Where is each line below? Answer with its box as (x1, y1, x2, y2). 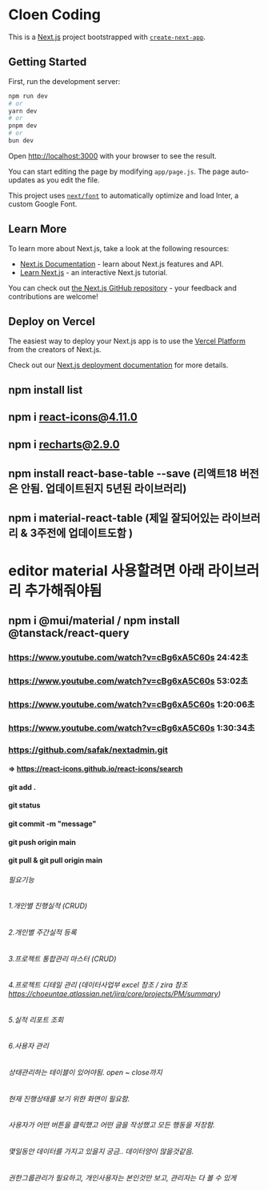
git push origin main (8, 837, 76, 847)
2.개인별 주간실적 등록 (8, 928, 78, 937)
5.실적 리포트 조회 (8, 1015, 64, 1024)
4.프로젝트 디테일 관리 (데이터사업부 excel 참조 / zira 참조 (8, 980, 188, 990)
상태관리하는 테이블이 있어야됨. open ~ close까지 (8, 1068, 162, 1077)
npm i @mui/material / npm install (8, 614, 180, 627)
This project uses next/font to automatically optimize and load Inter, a (8, 190, 239, 200)
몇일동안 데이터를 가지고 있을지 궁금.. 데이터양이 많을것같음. (8, 1146, 194, 1156)
